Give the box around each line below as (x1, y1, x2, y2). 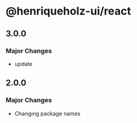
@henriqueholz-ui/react (5, 4, 132, 18)
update (14, 60, 33, 67)
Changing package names (14, 110, 80, 117)
